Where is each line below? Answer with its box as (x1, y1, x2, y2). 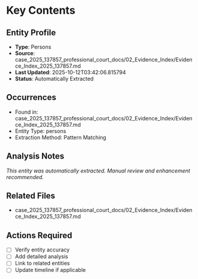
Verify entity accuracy (14, 246, 70, 253)
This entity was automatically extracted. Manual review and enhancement (6, 167, 191, 174)
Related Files (6, 191, 56, 201)
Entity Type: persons (14, 127, 67, 135)
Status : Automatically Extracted (14, 75, 94, 82)
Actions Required (6, 230, 73, 240)
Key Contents (6, 4, 76, 17)
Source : (14, 50, 35, 57)
